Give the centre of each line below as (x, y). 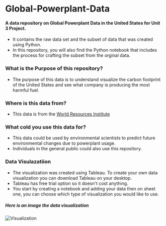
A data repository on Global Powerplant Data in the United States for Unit (83, 23)
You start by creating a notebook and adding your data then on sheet (84, 188)
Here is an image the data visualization (47, 205)
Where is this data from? (36, 103)
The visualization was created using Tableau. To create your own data (85, 173)
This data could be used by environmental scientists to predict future (84, 138)
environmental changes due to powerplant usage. (64, 143)
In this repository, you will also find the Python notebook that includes (85, 50)
